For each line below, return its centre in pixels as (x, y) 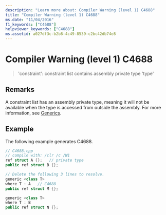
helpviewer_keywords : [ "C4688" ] (40, 29)
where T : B (18, 203)
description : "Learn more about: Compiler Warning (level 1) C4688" (80, 10)
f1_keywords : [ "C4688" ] (31, 24)
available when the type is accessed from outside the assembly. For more (83, 107)
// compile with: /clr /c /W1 (38, 155)
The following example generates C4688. (49, 141)
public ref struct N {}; (32, 208)
